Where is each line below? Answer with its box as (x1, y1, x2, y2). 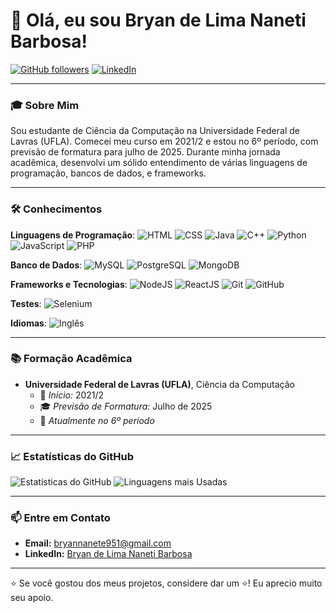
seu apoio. (10, 592, 54, 604)
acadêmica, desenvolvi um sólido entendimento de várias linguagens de (10, 157, 308, 169)
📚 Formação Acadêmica (10, 352, 133, 366)
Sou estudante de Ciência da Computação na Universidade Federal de (10, 125, 300, 137)
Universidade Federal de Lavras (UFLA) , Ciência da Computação (24, 378, 295, 390)
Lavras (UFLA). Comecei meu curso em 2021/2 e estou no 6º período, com (10, 135, 319, 148)
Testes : (10, 297, 42, 309)
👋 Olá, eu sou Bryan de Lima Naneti (10, 9, 307, 32)
